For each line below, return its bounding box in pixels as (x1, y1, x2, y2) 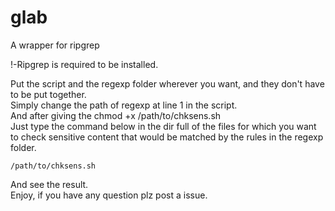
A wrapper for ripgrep (10, 39, 100, 51)
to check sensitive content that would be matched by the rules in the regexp (10, 131, 324, 143)
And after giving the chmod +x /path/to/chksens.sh (10, 109, 222, 121)
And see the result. (10, 178, 89, 190)
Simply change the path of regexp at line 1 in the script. (10, 99, 238, 111)
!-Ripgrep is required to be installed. (10, 58, 159, 70)
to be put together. (10, 88, 87, 100)
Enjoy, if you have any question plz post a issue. (10, 189, 208, 201)
